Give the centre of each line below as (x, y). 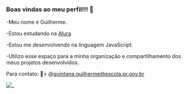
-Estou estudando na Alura (39, 33)
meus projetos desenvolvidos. (43, 63)
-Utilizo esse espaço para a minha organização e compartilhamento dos (94, 56)
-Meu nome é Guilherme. (37, 22)
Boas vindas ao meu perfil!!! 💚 (50, 9)
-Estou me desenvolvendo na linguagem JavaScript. (70, 45)
